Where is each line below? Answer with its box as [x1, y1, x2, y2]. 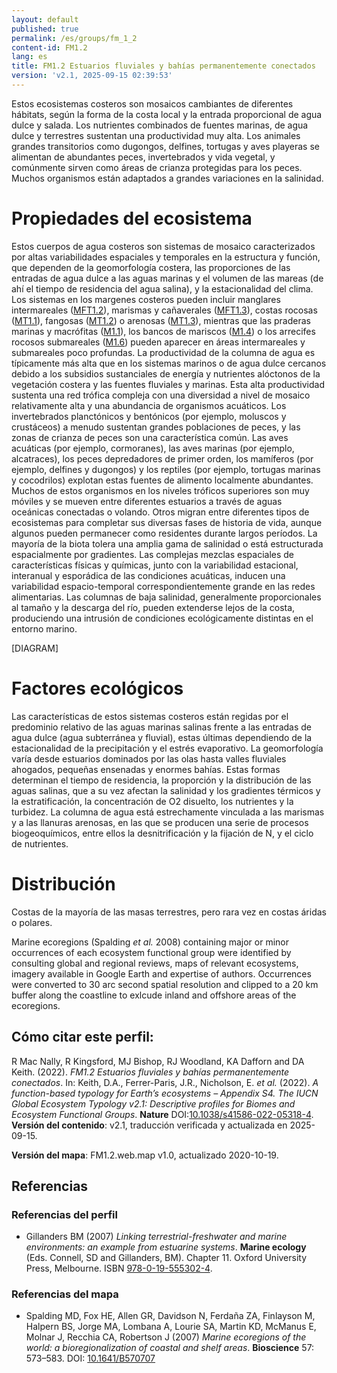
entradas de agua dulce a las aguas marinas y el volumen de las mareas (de [11, 272, 324, 284]
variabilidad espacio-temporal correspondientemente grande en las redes [11, 580, 316, 592]
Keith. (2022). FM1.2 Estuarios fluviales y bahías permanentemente [11, 1066, 290, 1078]
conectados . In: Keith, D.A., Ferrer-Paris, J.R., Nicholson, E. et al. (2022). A [11, 1076, 319, 1088]
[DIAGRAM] [11, 642, 59, 654]
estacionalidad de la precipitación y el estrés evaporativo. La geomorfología [11, 742, 324, 754]
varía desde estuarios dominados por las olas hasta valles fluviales [11, 752, 287, 765]
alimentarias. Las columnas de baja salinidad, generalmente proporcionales [11, 591, 322, 603]
